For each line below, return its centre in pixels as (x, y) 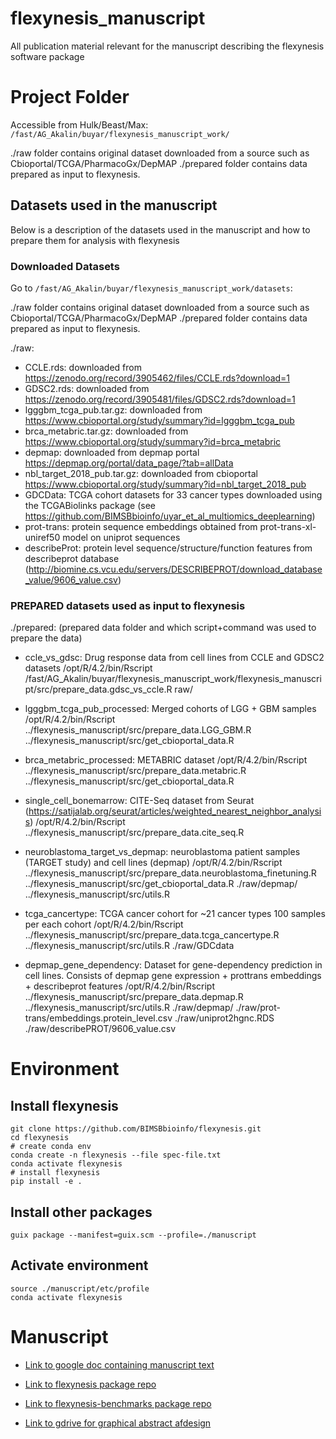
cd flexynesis (40, 1138)
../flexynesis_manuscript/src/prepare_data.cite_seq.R (134, 833)
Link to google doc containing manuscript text (119, 1364)
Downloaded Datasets (65, 266)
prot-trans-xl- (288, 526)
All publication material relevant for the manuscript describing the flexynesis (167, 46)
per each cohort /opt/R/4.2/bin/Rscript (104, 924)
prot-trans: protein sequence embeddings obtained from (141, 526)
